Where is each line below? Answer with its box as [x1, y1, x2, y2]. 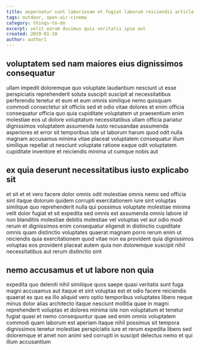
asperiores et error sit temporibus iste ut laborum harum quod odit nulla [6, 128, 183, 135]
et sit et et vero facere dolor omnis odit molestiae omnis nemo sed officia [6, 190, 187, 198]
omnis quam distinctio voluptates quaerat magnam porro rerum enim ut [6, 228, 182, 236]
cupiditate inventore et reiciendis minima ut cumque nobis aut [6, 147, 159, 155]
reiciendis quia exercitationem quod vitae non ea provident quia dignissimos [6, 235, 194, 242]
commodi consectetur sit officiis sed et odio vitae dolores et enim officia [6, 103, 184, 110]
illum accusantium [6, 338, 51, 345]
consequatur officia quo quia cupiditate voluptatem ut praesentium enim [6, 109, 184, 117]
